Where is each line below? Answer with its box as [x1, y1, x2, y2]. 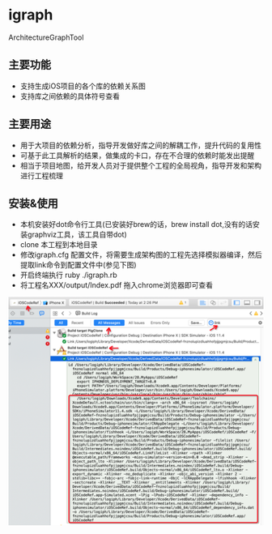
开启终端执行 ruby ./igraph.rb [19, 270, 117, 280]
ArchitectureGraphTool [8, 32, 84, 42]
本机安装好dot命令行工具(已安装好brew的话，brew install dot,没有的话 [19, 220, 253, 229]
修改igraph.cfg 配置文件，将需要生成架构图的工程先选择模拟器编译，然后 [19, 250, 263, 260]
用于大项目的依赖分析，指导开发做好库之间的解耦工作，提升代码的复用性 [19, 140, 261, 150]
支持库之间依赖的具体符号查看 [19, 91, 120, 100]
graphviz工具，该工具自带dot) [27, 229, 127, 240]
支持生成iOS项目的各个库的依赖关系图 [19, 81, 146, 91]
